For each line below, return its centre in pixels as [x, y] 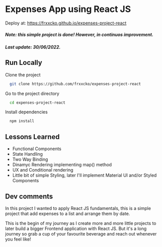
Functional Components [37, 149]
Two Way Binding [30, 159]
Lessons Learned [32, 136]
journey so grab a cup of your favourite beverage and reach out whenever [81, 234]
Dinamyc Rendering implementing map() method [62, 165]
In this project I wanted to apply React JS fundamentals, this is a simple [78, 208]
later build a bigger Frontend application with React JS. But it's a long [76, 229]
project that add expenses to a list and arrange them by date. [68, 214]
